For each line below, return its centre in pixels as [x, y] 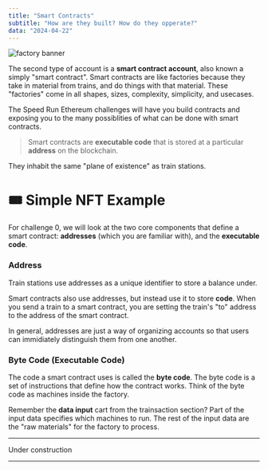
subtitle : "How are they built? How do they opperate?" [103, 23]
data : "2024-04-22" [41, 30]
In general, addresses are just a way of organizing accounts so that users [129, 331]
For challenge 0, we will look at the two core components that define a [124, 228]
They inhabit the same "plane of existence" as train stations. [107, 166]
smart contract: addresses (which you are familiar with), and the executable [134, 236]
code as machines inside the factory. [69, 394]
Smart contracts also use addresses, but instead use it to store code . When [132, 298]
